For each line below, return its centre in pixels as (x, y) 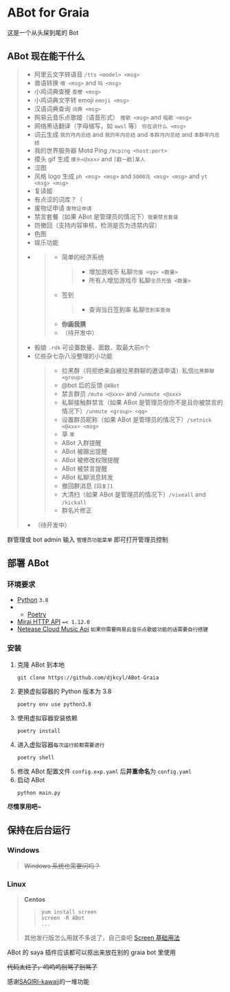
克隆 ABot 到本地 (41, 665)
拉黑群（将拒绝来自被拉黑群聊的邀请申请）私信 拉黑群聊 (138, 370)
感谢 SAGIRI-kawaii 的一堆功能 (48, 981)
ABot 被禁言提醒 (84, 468)
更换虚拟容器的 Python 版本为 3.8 (64, 691)
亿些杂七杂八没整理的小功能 (73, 356)
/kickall (74, 503)
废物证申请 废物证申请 (63, 208)
